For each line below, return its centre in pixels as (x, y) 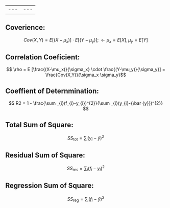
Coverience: (25, 28)
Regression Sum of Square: (50, 186)
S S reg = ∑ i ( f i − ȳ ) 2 (86, 199)
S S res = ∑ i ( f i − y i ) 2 (86, 169)
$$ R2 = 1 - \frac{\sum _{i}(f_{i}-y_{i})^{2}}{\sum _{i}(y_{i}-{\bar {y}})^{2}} (86, 103)
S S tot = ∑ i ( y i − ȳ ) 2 (86, 138)
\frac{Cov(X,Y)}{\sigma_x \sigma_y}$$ (86, 75)
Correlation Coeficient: (43, 57)
